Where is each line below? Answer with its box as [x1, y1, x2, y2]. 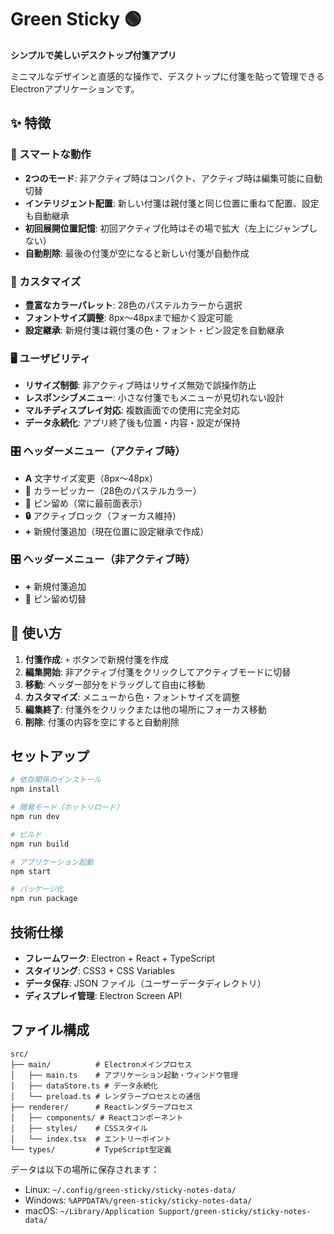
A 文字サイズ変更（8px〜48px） [24, 472, 158, 484]
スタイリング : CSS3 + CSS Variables [24, 965, 175, 976]
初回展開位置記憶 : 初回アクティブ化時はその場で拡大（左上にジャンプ [24, 222, 310, 234]
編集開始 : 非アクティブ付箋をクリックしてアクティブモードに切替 [24, 666, 292, 678]
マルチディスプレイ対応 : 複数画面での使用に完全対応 [24, 404, 240, 416]
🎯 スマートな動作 [10, 147, 92, 161]
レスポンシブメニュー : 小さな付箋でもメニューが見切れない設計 [24, 392, 285, 404]
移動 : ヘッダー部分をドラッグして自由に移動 [24, 678, 206, 690]
